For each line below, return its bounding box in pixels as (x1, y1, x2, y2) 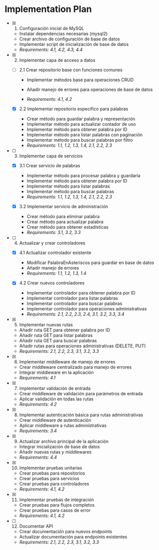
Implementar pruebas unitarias (19, 465, 82, 471)
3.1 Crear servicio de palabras (19, 163, 80, 169)
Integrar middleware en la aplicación (19, 369, 94, 375)
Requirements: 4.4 (19, 454, 57, 460)
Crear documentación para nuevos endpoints (19, 529, 112, 535)
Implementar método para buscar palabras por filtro (26, 137, 133, 143)
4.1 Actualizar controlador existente (19, 250, 91, 256)
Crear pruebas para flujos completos (19, 502, 95, 508)
